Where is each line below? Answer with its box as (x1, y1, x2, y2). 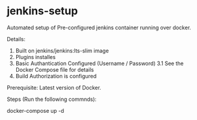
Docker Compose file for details (15, 66, 95, 73)
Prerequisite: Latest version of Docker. (7, 84, 101, 91)
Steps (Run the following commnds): (7, 96, 97, 103)
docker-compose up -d (7, 107, 65, 114)
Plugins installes (15, 53, 56, 60)
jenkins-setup (7, 4, 78, 18)
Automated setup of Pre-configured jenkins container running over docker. (7, 24, 191, 31)
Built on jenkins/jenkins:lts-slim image (15, 47, 110, 54)
